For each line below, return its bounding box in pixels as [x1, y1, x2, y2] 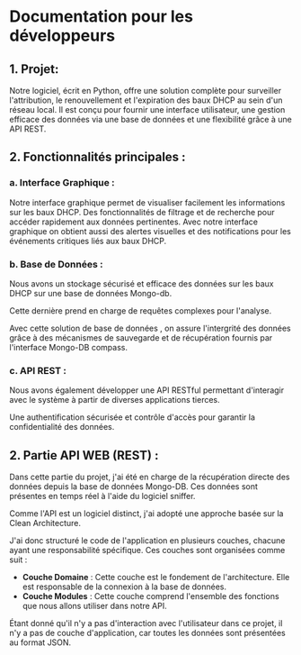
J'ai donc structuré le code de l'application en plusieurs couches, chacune [9, 535, 286, 546]
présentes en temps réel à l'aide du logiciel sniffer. [9, 491, 196, 502]
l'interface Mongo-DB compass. [9, 341, 128, 352]
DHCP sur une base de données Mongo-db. [9, 287, 173, 298]
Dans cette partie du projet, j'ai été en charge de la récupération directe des [9, 471, 290, 483]
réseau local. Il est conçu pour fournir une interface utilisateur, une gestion [9, 105, 286, 114]
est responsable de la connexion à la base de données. [22, 581, 227, 592]
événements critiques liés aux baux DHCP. [9, 235, 167, 246]
